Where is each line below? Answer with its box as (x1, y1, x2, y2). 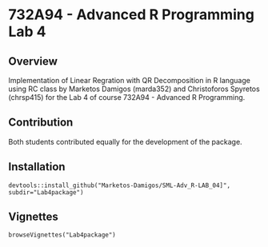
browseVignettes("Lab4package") (8, 231, 116, 239)
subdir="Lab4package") (8, 188, 84, 197)
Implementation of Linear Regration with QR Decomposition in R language (8, 76, 250, 85)
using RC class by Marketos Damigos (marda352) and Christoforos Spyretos (8, 84, 260, 94)
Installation (8, 160, 66, 173)
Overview (8, 54, 58, 68)
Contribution (8, 116, 74, 129)
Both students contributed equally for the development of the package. (8, 137, 242, 146)
